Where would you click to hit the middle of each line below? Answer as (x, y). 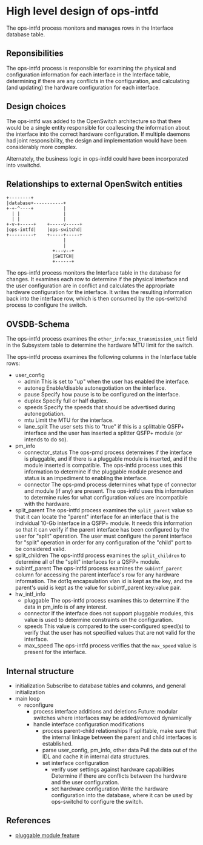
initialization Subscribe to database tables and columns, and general (100, 686)
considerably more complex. (42, 147)
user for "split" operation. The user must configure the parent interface (104, 536)
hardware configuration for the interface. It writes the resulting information (99, 292)
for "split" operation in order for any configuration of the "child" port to (103, 543)
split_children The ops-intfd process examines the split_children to (100, 555)
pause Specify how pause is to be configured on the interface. (102, 395)
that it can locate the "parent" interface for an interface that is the (97, 517)
